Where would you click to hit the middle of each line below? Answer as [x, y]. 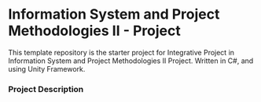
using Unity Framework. [47, 69]
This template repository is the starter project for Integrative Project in [121, 52]
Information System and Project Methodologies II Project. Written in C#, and [131, 61]
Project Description [46, 89]
